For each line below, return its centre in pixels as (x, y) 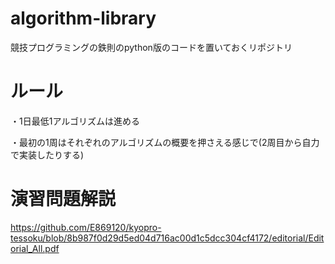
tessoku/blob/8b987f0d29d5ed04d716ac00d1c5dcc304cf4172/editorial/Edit (167, 238)
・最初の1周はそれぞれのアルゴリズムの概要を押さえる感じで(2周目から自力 (165, 142)
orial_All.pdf (35, 248)
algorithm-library (83, 18)
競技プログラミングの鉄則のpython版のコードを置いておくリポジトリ (151, 47)
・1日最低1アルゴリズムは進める (75, 121)
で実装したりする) (47, 154)
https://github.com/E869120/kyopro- (86, 227)
